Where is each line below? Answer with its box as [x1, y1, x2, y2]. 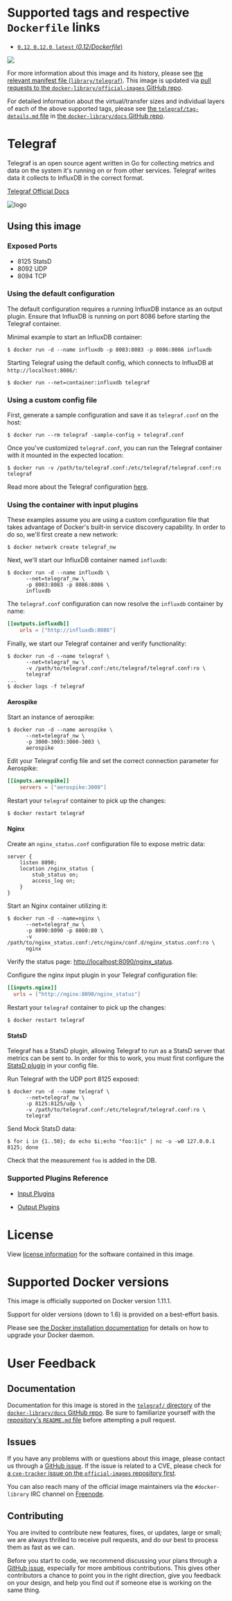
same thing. [7, 1586, 41, 1594]
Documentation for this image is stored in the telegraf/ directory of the [7, 1401, 211, 1410]
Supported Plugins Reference [7, 1174, 109, 1183]
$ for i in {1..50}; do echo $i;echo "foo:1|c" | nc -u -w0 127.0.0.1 [7, 1138, 215, 1145]
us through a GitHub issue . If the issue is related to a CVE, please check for [7, 1462, 222, 1470]
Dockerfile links [7, 19, 100, 35]
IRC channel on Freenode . [30, 1490, 105, 1499]
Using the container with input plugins [7, 500, 139, 510]
